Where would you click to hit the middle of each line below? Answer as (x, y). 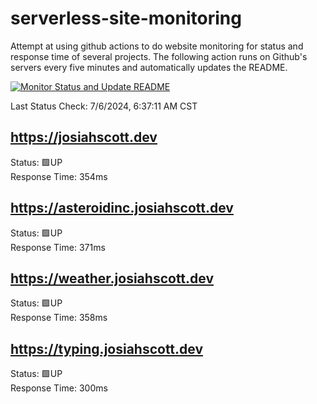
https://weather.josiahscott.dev (112, 278)
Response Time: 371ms (58, 247)
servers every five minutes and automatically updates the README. (149, 67)
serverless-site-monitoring (126, 18)
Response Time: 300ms (59, 388)
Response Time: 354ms (59, 176)
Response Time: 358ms (59, 318)
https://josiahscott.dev (84, 137)
